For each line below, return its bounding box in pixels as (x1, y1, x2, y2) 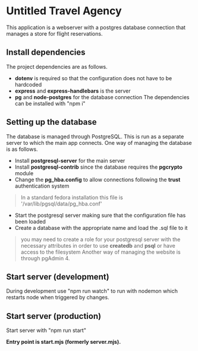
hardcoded (14, 81, 42, 88)
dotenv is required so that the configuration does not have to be (14, 74, 172, 81)
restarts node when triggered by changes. (6, 294, 109, 301)
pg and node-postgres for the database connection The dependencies (14, 93, 190, 100)
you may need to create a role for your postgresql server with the (20, 236, 181, 243)
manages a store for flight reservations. (6, 30, 103, 37)
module (14, 169, 34, 176)
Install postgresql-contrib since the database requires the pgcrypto (14, 163, 183, 170)
